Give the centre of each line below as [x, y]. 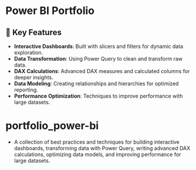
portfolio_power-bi [52, 126]
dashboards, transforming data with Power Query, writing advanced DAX [102, 148]
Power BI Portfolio [50, 11]
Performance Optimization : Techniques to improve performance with [98, 96]
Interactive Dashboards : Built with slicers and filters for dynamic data [98, 46]
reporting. [26, 90]
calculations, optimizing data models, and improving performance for [97, 154]
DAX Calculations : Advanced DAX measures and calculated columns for [102, 71]
